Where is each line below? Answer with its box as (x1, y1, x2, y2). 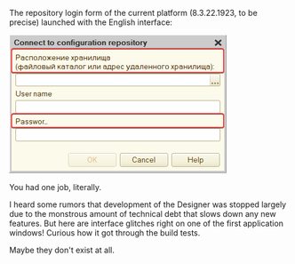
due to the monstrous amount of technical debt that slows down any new (9, 209, 277, 219)
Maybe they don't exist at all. (9, 244, 116, 255)
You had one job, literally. (9, 182, 102, 192)
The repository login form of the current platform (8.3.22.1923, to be (9, 8, 258, 18)
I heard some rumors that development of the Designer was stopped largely (9, 199, 287, 210)
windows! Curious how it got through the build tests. (9, 228, 201, 238)
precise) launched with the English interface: (9, 17, 173, 28)
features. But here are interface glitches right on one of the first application (9, 218, 284, 228)
